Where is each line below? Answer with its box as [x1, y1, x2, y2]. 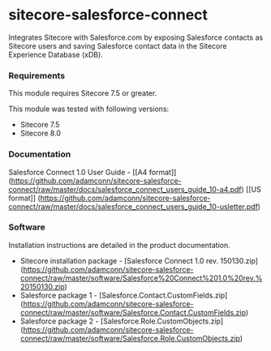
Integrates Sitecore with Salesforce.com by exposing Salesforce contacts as [8, 32, 264, 42]
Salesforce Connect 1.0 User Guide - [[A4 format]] [8, 167, 177, 177]
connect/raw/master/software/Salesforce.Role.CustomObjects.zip [19, 333, 241, 343]
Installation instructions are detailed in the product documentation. [8, 240, 231, 250]
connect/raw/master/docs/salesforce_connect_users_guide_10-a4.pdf [8, 184, 242, 194]
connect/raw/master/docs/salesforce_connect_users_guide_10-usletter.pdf [8, 201, 258, 212]
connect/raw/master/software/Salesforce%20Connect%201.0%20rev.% [19, 273, 263, 283]
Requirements [8, 70, 66, 81]
